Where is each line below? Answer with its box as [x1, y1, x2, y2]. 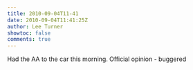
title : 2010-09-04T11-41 [7, 10, 79, 17]
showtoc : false [7, 29, 51, 37]
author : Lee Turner [7, 23, 64, 30]
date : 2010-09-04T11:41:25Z [7, 17, 89, 24]
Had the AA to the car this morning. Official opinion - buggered [7, 55, 187, 63]
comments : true [7, 36, 51, 43]
